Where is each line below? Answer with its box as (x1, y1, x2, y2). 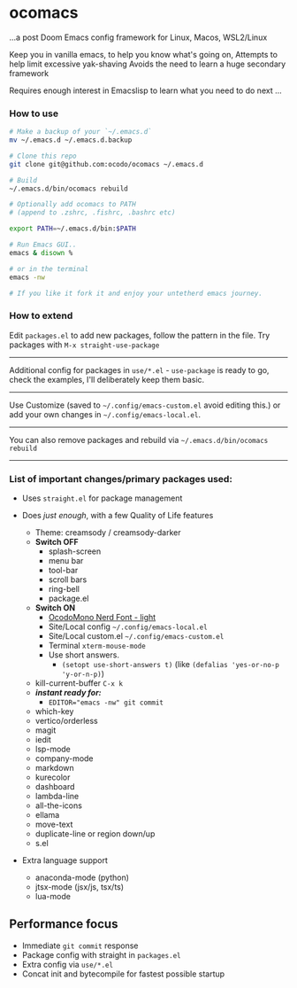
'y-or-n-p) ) (61, 668, 104, 680)
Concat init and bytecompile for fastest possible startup (21, 969, 225, 979)
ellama (34, 810, 60, 821)
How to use (9, 107, 59, 120)
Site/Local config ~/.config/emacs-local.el (48, 621, 208, 632)
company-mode (34, 753, 95, 764)
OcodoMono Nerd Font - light (48, 612, 156, 623)
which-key (34, 706, 74, 717)
